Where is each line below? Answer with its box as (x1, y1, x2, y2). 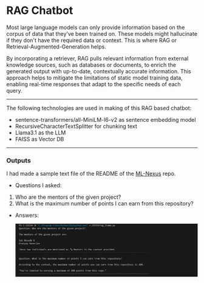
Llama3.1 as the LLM (15, 128, 66, 136)
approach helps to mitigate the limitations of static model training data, (6, 74, 183, 81)
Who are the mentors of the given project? (15, 193, 121, 201)
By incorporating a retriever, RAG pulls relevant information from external (6, 55, 189, 62)
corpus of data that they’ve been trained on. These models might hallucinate (6, 30, 198, 37)
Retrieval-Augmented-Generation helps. (6, 43, 106, 50)
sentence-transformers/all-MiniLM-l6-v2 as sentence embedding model (15, 116, 196, 123)
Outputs (6, 156, 32, 164)
